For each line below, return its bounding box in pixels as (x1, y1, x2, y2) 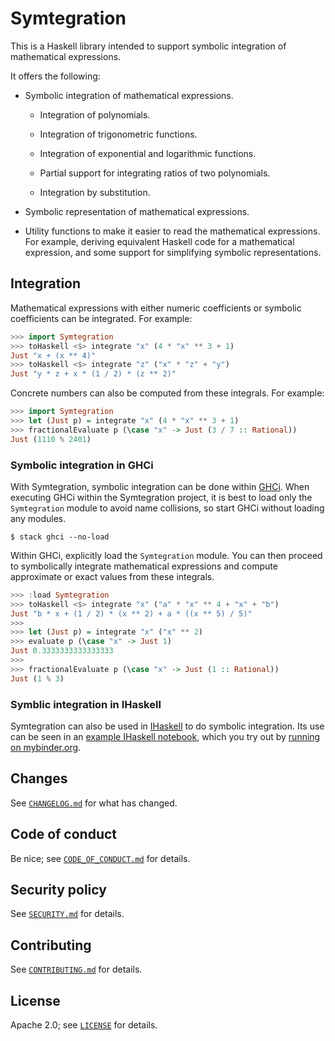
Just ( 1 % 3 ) (10, 673, 65, 684)
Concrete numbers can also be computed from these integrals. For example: (10, 387, 325, 399)
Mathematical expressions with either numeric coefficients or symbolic (10, 302, 302, 314)
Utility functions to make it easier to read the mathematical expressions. (24, 225, 321, 237)
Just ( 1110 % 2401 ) (10, 434, 92, 444)
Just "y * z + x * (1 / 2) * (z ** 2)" (10, 369, 177, 379)
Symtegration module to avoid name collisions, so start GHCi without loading (10, 502, 325, 514)
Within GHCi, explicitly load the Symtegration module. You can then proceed (10, 549, 323, 561)
